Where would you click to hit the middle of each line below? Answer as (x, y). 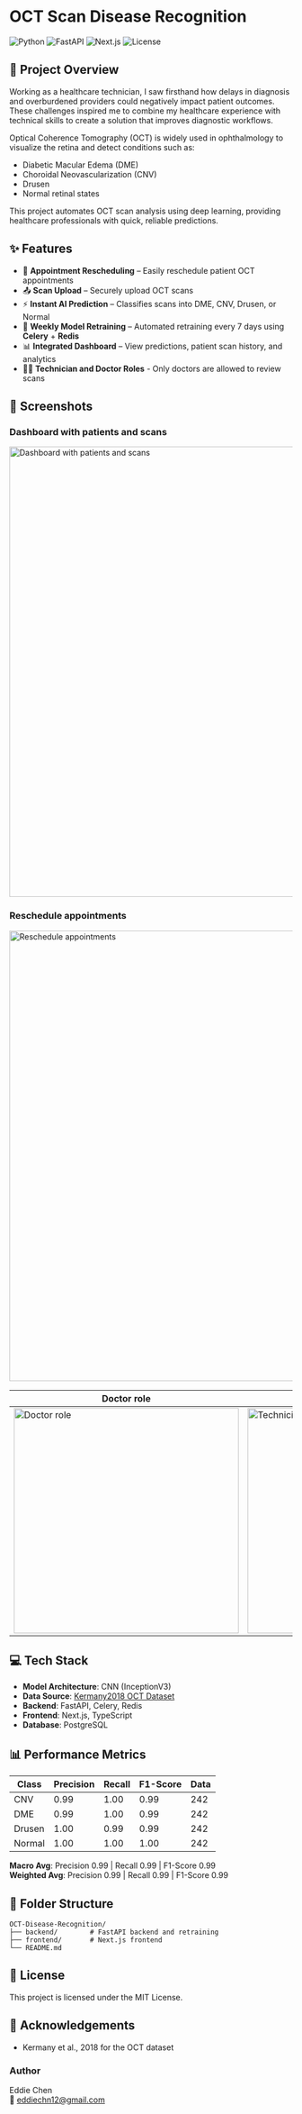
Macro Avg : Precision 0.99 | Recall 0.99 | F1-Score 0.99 (113, 1865)
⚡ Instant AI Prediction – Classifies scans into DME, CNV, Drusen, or (149, 304)
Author (25, 2071)
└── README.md (36, 1947)
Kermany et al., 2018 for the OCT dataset (98, 2047)
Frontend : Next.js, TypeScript (77, 1715)
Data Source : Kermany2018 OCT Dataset (98, 1696)
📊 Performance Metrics (78, 1754)
